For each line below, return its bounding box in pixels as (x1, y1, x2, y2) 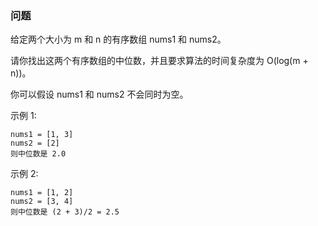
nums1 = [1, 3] (10, 130, 74, 140)
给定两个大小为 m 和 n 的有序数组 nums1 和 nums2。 (10, 33, 227, 46)
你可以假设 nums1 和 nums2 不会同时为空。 (10, 88, 189, 101)
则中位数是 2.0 (10, 149, 67, 159)
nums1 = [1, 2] (10, 188, 74, 198)
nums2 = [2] (10, 138, 60, 149)
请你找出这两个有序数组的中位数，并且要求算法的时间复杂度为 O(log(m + (10, 55, 309, 67)
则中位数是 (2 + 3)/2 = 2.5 (10, 207, 120, 217)
